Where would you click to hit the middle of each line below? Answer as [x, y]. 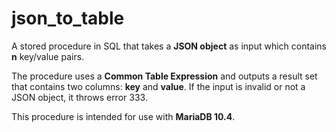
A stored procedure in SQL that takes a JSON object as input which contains [169, 46]
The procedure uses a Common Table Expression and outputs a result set [164, 76]
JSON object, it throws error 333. [79, 97]
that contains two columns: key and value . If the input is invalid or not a [158, 86]
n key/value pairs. [48, 56]
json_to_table [68, 18]
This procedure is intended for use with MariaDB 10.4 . [123, 116]
